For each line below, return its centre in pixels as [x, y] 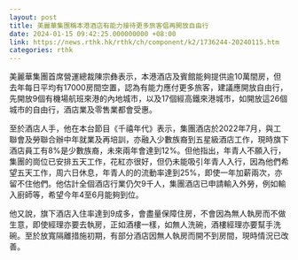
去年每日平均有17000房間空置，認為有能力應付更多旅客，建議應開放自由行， [149, 88]
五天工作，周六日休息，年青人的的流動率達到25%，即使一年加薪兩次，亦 [149, 172]
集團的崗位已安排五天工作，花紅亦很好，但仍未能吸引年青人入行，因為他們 [145, 162]
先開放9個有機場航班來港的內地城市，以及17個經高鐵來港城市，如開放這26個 [149, 99]
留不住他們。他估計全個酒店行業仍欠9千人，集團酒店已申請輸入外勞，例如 [144, 184]
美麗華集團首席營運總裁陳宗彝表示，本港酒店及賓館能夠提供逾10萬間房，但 [145, 77]
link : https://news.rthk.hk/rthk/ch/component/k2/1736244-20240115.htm [144, 42]
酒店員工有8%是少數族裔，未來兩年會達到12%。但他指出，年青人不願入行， [148, 150]
